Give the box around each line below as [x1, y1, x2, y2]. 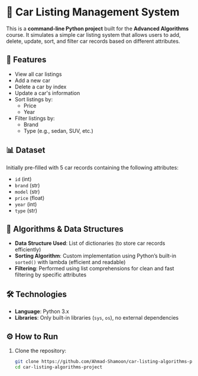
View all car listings [14, 71, 62, 78]
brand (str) [14, 181, 40, 189]
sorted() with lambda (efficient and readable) [14, 259, 126, 266]
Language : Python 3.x [14, 308, 69, 315]
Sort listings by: [14, 95, 53, 103]
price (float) [14, 194, 45, 201]
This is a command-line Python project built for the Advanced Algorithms [6, 25, 189, 32]
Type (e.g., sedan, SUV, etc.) [23, 127, 93, 134]
